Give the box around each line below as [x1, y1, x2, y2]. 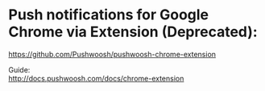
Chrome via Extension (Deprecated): [8, 23, 258, 41]
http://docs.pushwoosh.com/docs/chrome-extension [8, 73, 184, 83]
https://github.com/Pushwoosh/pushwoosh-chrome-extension [8, 49, 216, 59]
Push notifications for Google [8, 6, 209, 24]
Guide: [8, 64, 31, 74]
